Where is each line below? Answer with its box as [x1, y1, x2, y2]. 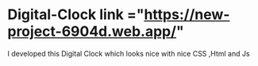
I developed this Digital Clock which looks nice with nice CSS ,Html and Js [7, 49, 251, 58]
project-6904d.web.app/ [7, 22, 176, 41]
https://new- [144, 6, 230, 24]
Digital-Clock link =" [7, 6, 144, 24]
